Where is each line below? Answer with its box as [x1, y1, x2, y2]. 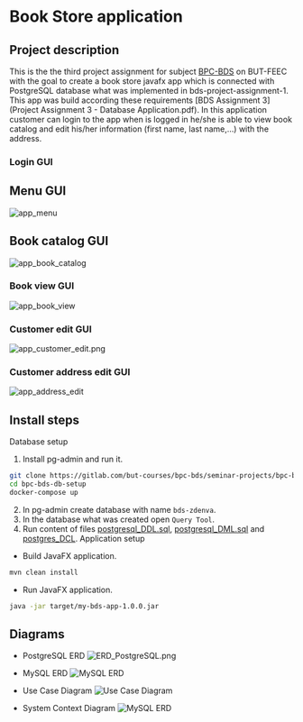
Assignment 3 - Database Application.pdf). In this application [40, 105, 268, 114]
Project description [9, 42, 120, 58]
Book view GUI [9, 279, 75, 292]
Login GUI [9, 155, 53, 168]
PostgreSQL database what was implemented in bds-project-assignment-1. [9, 86, 289, 96]
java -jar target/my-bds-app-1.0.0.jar [9, 601, 160, 610]
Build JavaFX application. [22, 550, 117, 561]
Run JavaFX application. [22, 584, 113, 595]
